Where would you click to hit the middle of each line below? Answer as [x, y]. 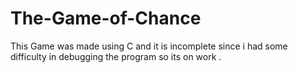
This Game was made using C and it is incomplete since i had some [149, 46]
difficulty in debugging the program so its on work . [116, 56]
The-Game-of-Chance [106, 18]
